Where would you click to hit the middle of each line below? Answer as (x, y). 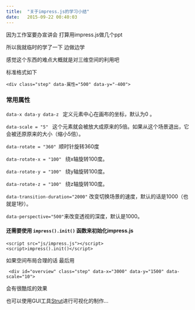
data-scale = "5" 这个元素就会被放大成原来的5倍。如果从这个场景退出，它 (97, 126)
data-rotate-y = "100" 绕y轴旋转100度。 (57, 171)
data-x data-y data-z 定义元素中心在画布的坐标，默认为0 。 (81, 114)
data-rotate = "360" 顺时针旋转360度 (53, 146)
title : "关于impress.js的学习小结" (48, 11)
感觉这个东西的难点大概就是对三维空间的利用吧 (63, 59)
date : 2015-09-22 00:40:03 (42, 17)
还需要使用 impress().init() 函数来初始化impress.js (70, 231)
